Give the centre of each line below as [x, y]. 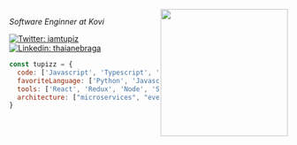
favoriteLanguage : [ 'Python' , [72, 80]
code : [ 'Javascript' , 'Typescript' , [84, 72]
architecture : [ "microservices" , [79, 97]
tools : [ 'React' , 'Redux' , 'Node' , [83, 89]
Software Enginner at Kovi [57, 22]
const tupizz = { [41, 65]
